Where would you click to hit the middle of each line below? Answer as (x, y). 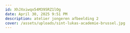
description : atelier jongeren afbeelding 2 (52, 18)
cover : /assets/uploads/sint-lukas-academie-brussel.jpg (65, 23)
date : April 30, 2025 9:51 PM (36, 14)
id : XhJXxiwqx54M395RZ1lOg (33, 9)
